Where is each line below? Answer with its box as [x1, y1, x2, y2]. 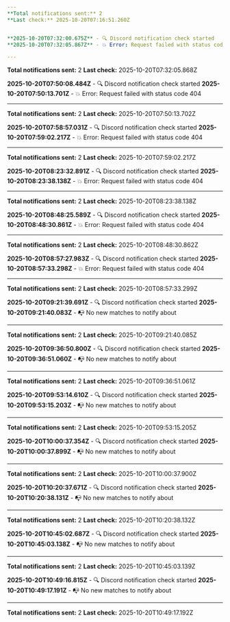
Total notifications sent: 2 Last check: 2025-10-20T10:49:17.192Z [7, 608, 194, 617]
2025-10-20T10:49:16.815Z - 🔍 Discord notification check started [7, 576, 197, 584]
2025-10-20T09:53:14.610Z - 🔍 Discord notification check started [7, 391, 198, 399]
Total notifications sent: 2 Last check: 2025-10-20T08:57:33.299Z [7, 285, 198, 293]
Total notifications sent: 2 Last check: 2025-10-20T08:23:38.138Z [7, 197, 197, 206]
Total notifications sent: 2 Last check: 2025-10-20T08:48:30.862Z [7, 241, 199, 249]
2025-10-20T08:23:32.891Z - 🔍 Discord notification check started [7, 167, 199, 176]
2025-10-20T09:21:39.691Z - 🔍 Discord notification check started [7, 298, 198, 307]
